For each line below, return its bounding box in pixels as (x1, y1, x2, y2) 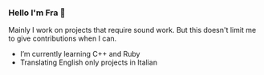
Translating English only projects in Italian (19, 57, 158, 67)
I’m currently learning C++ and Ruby (19, 49, 140, 59)
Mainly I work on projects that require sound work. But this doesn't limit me (8, 26, 257, 35)
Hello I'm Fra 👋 (8, 7, 66, 18)
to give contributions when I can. (8, 34, 117, 43)
